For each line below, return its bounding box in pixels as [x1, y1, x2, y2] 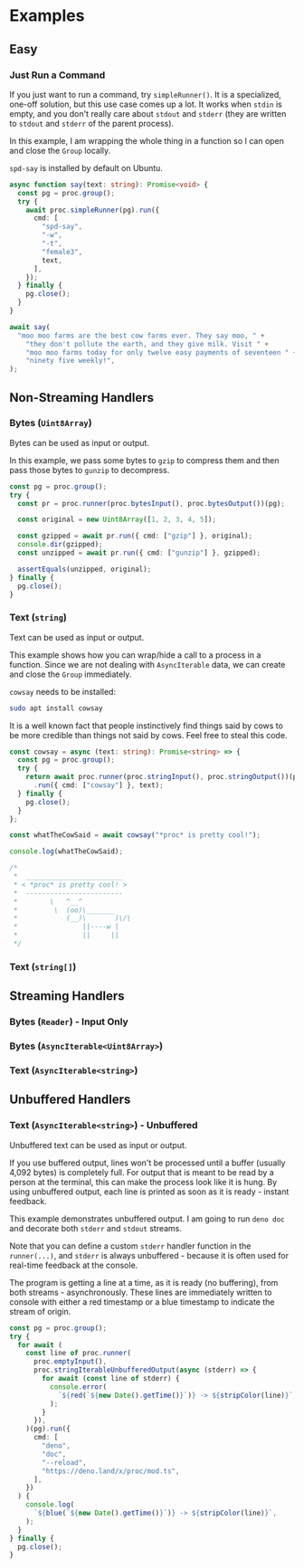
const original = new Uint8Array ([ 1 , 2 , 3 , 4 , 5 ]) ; [17, 515, 217, 525]
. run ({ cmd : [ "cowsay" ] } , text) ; [33, 781, 165, 790]
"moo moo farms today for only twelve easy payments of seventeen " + [25, 347, 298, 357]
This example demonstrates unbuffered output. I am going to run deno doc [9, 1213, 285, 1224]
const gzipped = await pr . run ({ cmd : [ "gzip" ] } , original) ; [17, 531, 253, 541]
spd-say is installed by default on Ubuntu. [9, 162, 163, 173]
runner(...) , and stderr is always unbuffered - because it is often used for [9, 1250, 290, 1260]
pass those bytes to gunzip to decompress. [9, 464, 170, 475]
